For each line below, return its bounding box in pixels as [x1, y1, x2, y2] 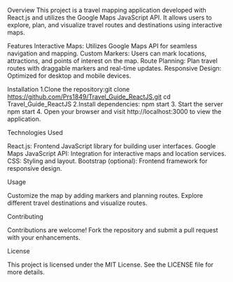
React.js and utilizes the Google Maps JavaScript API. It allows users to [7, 13, 212, 22]
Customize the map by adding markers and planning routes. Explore [7, 192, 204, 199]
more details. [7, 268, 45, 276]
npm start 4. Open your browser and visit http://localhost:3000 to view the [7, 108, 222, 115]
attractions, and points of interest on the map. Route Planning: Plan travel [7, 57, 218, 65]
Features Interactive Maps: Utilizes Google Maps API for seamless [7, 42, 197, 50]
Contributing [7, 213, 43, 220]
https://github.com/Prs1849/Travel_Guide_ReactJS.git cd [7, 92, 171, 101]
